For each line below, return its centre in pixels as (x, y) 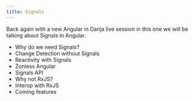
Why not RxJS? (34, 79)
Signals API (29, 72)
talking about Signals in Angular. (46, 35)
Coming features (36, 91)
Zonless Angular (35, 66)
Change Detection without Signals (57, 53)
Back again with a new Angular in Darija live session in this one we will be (97, 29)
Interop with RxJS (37, 85)
